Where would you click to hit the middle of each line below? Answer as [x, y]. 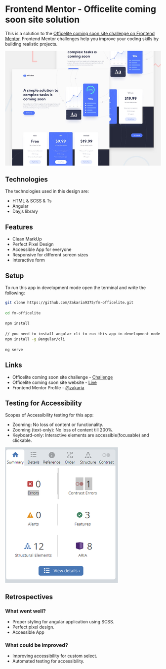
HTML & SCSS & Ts [32, 201]
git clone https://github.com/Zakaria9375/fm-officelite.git [69, 303]
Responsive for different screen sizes [50, 255]
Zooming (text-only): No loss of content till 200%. [63, 430]
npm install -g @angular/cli [35, 339]
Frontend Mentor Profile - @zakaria [48, 387]
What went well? [25, 611]
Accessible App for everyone [42, 249]
